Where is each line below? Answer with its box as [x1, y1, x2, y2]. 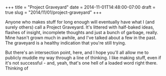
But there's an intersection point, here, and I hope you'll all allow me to [5, 49, 149, 55]
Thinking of [5, 65, 29, 71]
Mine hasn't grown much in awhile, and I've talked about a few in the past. [5, 35, 157, 40]
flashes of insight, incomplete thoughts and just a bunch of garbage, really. [5, 30, 159, 35]
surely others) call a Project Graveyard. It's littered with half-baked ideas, [5, 24, 155, 30]
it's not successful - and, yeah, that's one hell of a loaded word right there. [5, 60, 158, 66]
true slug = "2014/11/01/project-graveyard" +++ [5, 9, 102, 15]
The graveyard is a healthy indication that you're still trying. [5, 40, 126, 46]
